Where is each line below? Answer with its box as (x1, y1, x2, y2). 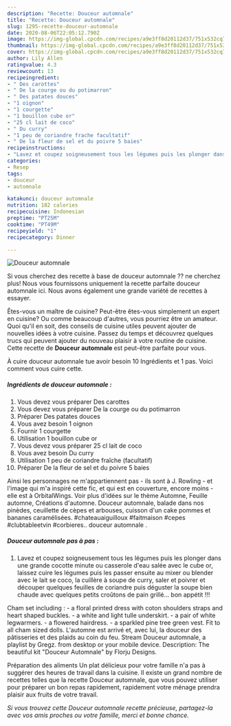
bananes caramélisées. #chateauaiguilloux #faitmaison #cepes (7, 514, 186, 522)
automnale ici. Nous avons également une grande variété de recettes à (7, 287, 208, 295)
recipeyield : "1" (7, 227, 57, 234)
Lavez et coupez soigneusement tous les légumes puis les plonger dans (16, 554, 221, 562)
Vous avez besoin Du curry (16, 449, 94, 457)
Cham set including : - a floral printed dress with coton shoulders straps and (7, 604, 223, 612)
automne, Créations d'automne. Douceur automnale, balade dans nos (7, 499, 204, 507)
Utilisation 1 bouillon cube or (16, 435, 98, 443)
